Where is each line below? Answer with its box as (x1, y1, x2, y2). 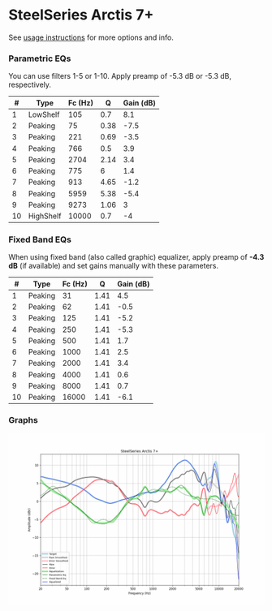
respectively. (8, 80, 51, 90)
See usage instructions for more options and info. (8, 32, 175, 42)
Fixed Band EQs (8, 234, 71, 245)
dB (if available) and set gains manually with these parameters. (8, 261, 219, 271)
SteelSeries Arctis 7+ (8, 6, 154, 24)
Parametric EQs (8, 53, 71, 64)
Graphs (8, 415, 38, 426)
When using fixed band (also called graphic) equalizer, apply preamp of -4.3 (8, 252, 265, 262)
